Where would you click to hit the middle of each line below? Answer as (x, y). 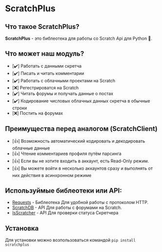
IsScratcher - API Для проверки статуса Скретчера (65, 213)
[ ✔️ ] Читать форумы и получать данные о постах (63, 93)
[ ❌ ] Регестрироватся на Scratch (45, 88)
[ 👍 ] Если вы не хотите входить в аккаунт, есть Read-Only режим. (81, 161)
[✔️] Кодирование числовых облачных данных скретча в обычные (81, 101)
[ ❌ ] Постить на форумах (38, 113)
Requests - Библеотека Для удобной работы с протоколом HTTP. (80, 202)
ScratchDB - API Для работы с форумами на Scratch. (67, 208)
